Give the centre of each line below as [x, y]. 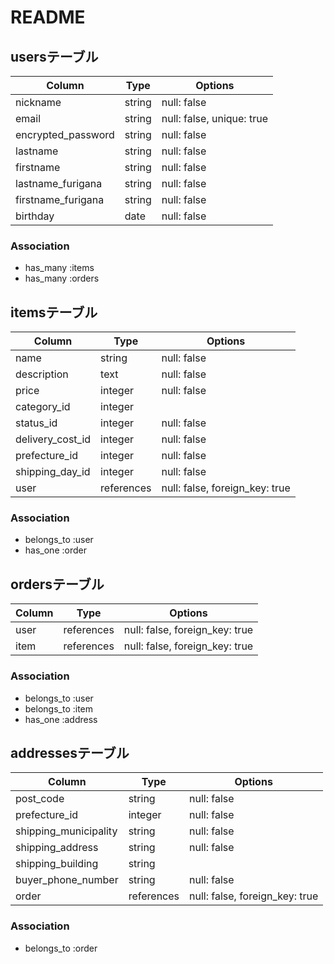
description [42, 374]
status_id [36, 423]
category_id [43, 407]
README [48, 17]
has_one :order [55, 550]
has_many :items [59, 268]
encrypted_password [65, 134]
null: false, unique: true [214, 118]
